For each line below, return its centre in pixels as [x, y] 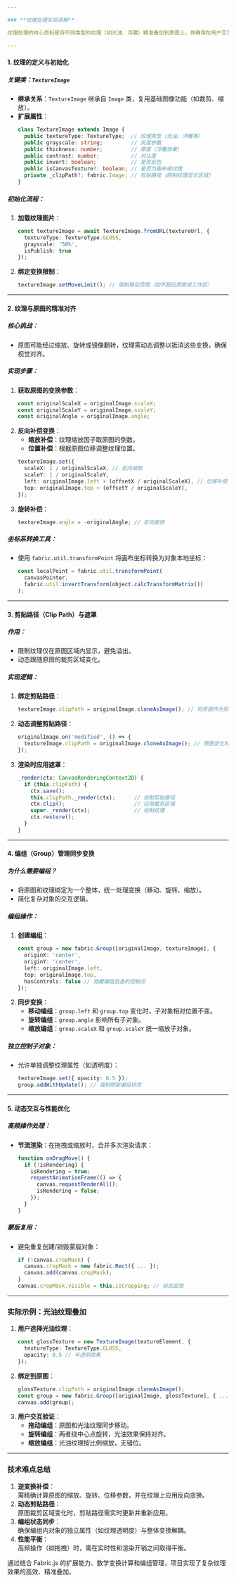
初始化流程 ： [26, 198]
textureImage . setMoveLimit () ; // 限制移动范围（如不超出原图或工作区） [115, 285]
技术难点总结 [29, 1469]
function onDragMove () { [54, 1158]
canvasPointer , [46, 578]
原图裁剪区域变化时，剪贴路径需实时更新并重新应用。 [94, 1512]
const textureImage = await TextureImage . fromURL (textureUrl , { [113, 231]
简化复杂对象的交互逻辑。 [54, 899]
